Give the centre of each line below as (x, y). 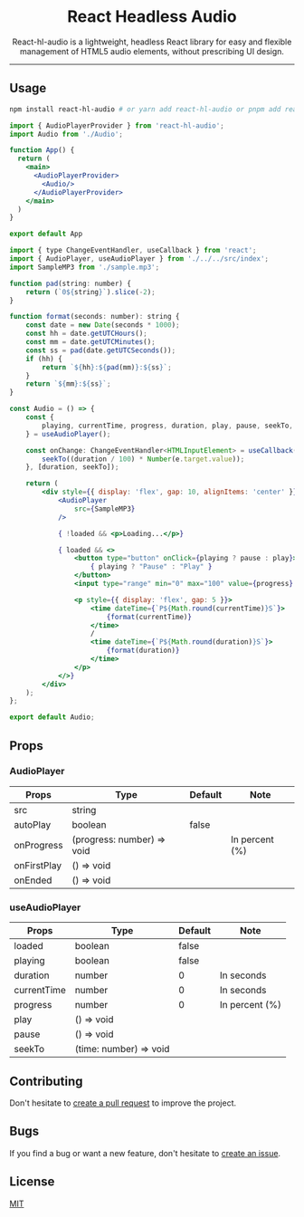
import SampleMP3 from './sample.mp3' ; (85, 267)
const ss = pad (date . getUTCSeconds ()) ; (101, 350)
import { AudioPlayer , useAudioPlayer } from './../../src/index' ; (139, 259)
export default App (46, 234)
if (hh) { (44, 359)
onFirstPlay (38, 865)
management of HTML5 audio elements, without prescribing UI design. (152, 51)
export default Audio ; (52, 717)
